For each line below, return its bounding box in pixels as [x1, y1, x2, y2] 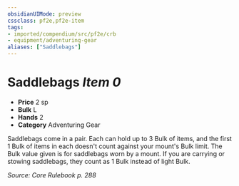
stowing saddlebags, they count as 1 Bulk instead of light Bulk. [7, 157, 190, 165]
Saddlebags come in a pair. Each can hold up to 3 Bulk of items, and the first [7, 134, 232, 143]
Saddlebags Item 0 [7, 74, 121, 91]
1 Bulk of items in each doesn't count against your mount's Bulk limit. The [7, 142, 223, 150]
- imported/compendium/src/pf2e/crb [7, 30, 116, 38]
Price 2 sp [17, 98, 49, 106]
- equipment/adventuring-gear [7, 37, 98, 44]
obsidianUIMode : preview [7, 10, 81, 18]
